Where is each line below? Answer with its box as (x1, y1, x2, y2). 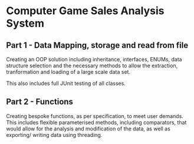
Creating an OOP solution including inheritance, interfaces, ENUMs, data (6, 56, 182, 63)
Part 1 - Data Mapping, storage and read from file (6, 40, 189, 50)
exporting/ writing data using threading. (6, 131, 103, 138)
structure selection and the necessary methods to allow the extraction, (6, 62, 178, 69)
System (6, 17, 45, 30)
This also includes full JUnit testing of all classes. (6, 80, 126, 87)
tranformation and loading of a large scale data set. (6, 68, 131, 75)
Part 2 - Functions (6, 97, 74, 107)
